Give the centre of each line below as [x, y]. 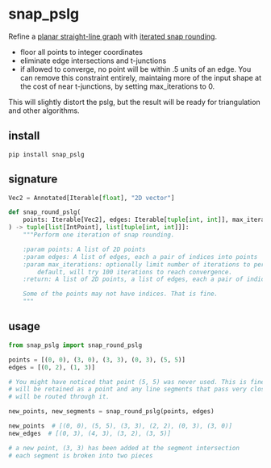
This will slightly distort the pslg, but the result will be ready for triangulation [134, 102]
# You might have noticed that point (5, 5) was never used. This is [128, 382]
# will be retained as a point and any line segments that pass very [128, 389]
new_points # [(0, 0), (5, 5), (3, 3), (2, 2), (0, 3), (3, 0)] [120, 426]
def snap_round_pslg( [45, 212]
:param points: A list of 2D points [85, 249]
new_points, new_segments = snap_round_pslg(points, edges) [112, 412]
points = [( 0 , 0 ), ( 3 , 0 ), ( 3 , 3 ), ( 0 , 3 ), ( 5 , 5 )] [97, 360]
